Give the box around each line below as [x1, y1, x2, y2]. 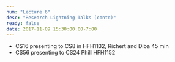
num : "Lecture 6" [6, 9, 51, 15]
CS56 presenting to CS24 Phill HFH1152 [15, 49, 116, 57]
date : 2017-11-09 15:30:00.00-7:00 [6, 26, 97, 32]
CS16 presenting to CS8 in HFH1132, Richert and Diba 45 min [15, 43, 169, 50]
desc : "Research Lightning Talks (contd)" [6, 15, 116, 21]
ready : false [6, 20, 40, 26]
